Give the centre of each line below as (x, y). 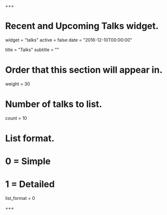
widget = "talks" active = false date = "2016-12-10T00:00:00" (69, 40)
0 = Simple (28, 162)
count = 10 (16, 118)
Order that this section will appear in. (84, 70)
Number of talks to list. (54, 104)
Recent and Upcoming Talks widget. (82, 26)
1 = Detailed (30, 184)
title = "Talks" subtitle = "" (32, 49)
